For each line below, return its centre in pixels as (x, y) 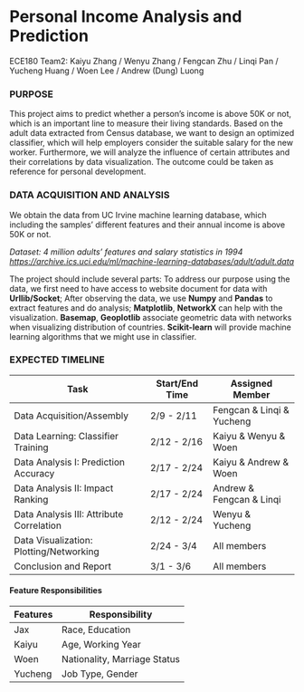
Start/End (177, 383)
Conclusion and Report (62, 566)
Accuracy (34, 473)
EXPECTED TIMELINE (57, 360)
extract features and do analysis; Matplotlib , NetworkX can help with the (146, 308)
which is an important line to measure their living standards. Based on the (146, 123)
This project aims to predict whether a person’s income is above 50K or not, (151, 114)
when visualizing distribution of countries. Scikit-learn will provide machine (150, 327)
